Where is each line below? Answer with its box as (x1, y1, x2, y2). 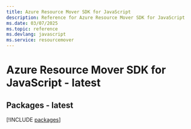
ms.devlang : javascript (6, 31, 66, 38)
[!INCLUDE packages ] (6, 116, 61, 123)
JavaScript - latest (6, 76, 101, 90)
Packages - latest (6, 100, 74, 110)
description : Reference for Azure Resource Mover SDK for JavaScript (6, 15, 186, 21)
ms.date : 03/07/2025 (6, 20, 59, 26)
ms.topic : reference (6, 25, 59, 32)
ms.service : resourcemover (6, 37, 74, 43)
